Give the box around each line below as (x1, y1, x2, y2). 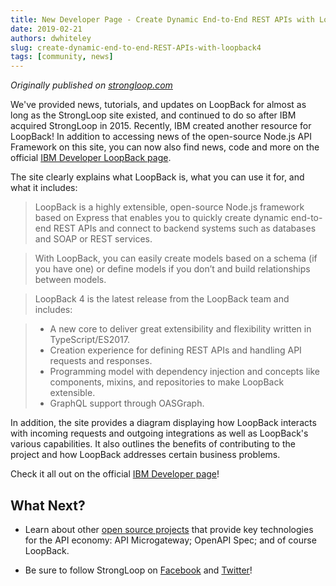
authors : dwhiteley (10, 33, 92, 43)
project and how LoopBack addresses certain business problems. (10, 449, 281, 461)
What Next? (10, 497, 86, 514)
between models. (34, 274, 107, 286)
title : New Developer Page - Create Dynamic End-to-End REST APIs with (10, 14, 315, 25)
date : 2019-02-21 (10, 24, 83, 34)
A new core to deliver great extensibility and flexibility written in (49, 323, 312, 335)
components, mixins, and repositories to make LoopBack (49, 376, 285, 388)
